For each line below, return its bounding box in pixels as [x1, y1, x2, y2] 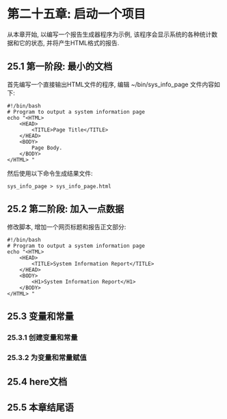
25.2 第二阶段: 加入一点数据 [7, 203, 124, 215]
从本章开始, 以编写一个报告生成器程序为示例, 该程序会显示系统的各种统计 [7, 30, 212, 38]
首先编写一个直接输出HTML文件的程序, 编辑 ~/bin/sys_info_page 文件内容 [7, 80, 214, 88]
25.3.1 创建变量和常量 [7, 333, 78, 342]
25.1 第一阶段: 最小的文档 [7, 61, 113, 73]
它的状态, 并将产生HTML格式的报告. [18, 38, 120, 47]
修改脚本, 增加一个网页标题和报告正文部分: [7, 223, 126, 231]
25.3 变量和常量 [7, 310, 74, 322]
